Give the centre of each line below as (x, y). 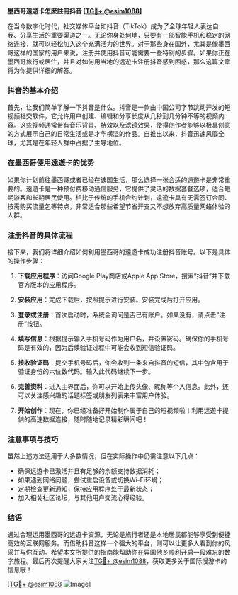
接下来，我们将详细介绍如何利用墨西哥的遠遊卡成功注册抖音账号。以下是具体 (119, 251)
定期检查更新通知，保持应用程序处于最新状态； (86, 489)
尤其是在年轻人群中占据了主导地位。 (72, 143)
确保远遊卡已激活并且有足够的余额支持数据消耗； (89, 471)
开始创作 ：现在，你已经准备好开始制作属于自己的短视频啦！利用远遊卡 (120, 410)
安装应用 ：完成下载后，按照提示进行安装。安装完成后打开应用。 (110, 300)
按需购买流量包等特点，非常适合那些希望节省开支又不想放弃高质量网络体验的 (119, 206)
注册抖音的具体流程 (40, 235)
